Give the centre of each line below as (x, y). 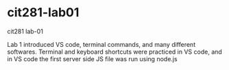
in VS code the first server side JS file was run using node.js (92, 58)
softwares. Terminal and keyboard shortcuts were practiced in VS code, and (115, 52)
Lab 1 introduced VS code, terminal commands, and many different (101, 44)
